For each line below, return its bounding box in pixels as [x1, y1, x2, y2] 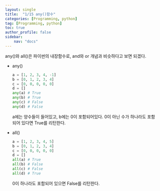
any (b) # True [12, 95, 41, 100]
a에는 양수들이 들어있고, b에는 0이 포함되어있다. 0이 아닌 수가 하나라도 [12, 114, 146, 119]
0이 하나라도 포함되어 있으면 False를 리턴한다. [12, 180, 100, 186]
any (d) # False [12, 104, 43, 109]
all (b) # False [12, 162, 43, 167]
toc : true [5, 25, 25, 30]
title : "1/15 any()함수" [5, 12, 56, 17]
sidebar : [5, 35, 23, 40]
